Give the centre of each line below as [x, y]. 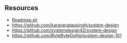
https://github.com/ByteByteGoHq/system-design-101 [67, 35]
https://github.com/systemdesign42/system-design [64, 30]
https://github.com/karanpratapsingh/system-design [65, 25]
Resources [21, 8]
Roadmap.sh [24, 20]
